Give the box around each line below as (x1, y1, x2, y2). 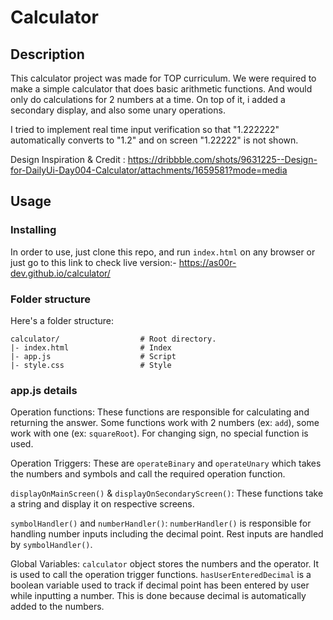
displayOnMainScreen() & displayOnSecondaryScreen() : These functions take (10, 487, 324, 500)
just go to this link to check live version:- (10, 256, 177, 268)
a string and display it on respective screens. (10, 498, 195, 510)
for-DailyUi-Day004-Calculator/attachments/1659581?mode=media (10, 164, 288, 176)
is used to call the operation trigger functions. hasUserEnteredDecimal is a (10, 569, 312, 581)
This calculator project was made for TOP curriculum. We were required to (10, 72, 317, 84)
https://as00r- (178, 256, 237, 268)
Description (10, 46, 85, 63)
